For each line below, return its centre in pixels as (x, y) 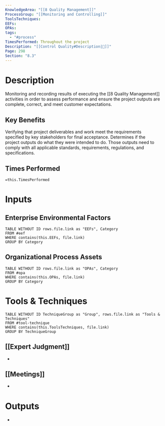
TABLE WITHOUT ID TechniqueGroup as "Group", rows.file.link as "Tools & (83, 314)
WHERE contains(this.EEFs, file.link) (45, 237)
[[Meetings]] (25, 374)
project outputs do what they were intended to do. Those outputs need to (80, 142)
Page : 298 (15, 51)
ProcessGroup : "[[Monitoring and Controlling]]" (56, 14)
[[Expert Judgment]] (38, 347)
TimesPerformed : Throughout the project (47, 42)
